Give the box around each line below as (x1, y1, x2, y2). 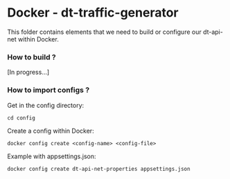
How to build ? (7, 52, 57, 62)
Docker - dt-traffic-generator (7, 5, 179, 21)
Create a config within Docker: (7, 126, 95, 135)
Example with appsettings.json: (7, 152, 96, 160)
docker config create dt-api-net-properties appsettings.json (7, 165, 191, 172)
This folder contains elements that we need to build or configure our (7, 28, 202, 36)
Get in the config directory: (7, 101, 85, 109)
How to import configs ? (7, 85, 90, 95)
